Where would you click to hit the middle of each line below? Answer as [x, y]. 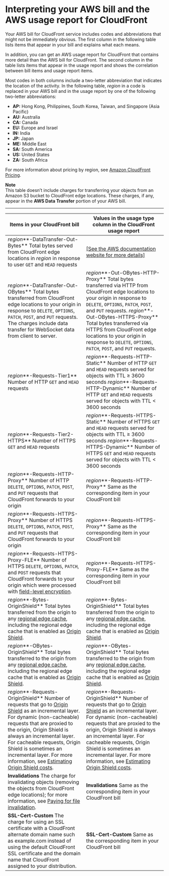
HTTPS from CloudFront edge [121, 329]
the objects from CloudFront [41, 788]
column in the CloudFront [123, 224]
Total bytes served [51, 245]
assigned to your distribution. [42, 866]
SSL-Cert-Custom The [36, 815]
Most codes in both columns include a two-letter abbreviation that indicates [83, 80]
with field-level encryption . [40, 591]
